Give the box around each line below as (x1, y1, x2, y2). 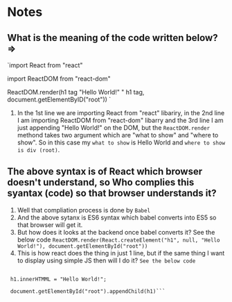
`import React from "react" (7, 61, 83, 69)
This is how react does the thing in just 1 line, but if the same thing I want (17, 249, 225, 257)
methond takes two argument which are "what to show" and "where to (17, 131, 219, 139)
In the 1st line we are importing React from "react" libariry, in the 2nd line (17, 109, 225, 117)
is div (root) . (17, 146, 60, 153)
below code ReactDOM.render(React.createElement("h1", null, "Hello (17, 235, 220, 244)
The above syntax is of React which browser (7, 166, 203, 178)
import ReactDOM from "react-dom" (7, 74, 111, 83)
